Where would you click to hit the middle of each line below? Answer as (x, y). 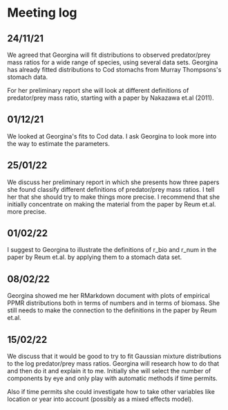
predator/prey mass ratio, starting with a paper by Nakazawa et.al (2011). (111, 98)
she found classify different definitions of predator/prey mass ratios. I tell (111, 189)
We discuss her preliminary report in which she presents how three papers (113, 182)
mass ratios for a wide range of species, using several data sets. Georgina (113, 62)
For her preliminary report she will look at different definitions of (98, 90)
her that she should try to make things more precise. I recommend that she (113, 197)
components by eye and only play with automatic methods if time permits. (112, 378)
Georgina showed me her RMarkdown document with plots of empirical (108, 296)
